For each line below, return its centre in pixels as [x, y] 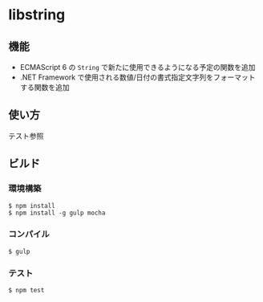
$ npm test [26, 291]
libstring [37, 15]
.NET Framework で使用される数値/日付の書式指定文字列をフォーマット [138, 77]
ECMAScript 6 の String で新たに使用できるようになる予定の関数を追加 [138, 67]
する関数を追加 [45, 87]
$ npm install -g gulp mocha [57, 213]
